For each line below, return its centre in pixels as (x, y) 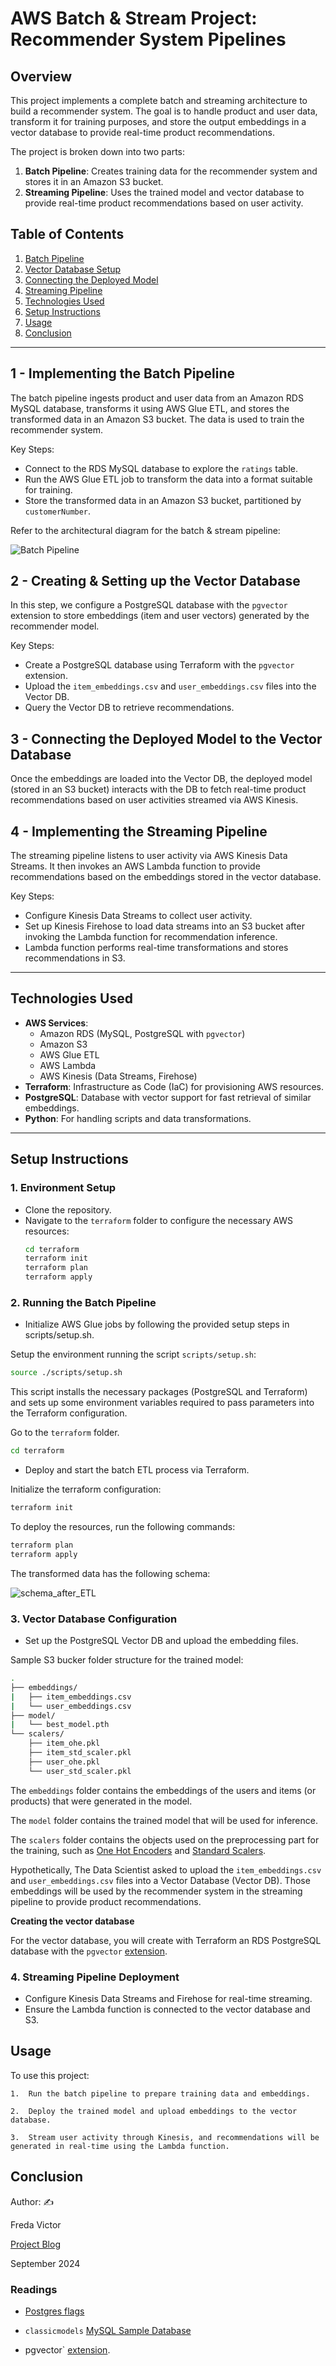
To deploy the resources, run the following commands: (123, 1526)
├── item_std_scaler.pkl (80, 1753)
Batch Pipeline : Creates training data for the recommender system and (171, 171)
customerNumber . (58, 511)
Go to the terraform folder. (65, 1433)
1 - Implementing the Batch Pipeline (123, 373)
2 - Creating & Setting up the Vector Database (155, 581)
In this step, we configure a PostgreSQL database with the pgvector (149, 605)
